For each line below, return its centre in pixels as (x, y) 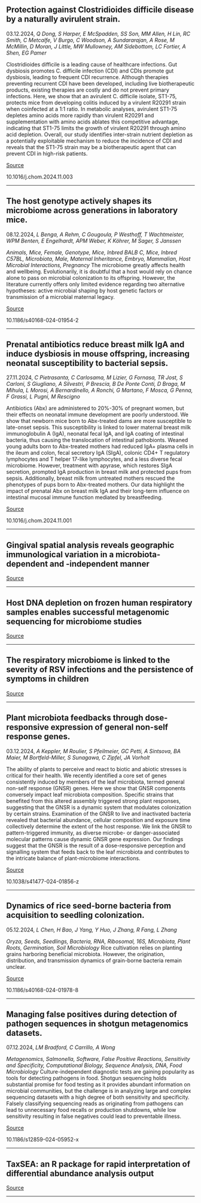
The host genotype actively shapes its (79, 201)
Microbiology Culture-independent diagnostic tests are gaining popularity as (100, 1072)
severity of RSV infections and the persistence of (100, 669)
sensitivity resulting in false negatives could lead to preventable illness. (94, 1116)
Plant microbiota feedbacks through (75, 718)
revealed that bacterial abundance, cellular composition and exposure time (98, 820)
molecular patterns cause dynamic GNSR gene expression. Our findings (95, 839)
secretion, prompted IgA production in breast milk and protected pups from (99, 472)
